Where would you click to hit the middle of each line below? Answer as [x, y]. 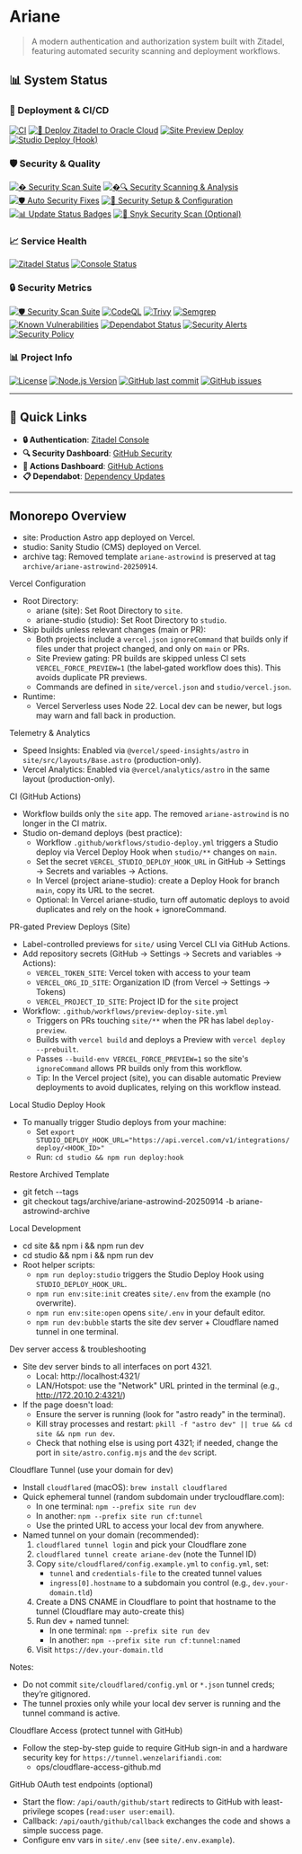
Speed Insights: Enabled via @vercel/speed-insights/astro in [135, 750]
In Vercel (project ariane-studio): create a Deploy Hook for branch [158, 881]
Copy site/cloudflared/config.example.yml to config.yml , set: [152, 1564]
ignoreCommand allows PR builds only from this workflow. [139, 1069]
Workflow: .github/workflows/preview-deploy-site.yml [125, 1011]
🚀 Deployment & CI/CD [59, 111]
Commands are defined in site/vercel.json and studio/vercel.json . [164, 687]
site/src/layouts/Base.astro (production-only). [112, 760]
